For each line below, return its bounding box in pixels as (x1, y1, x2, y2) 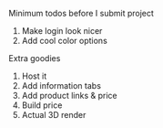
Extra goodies (8, 53, 61, 63)
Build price (21, 100, 63, 111)
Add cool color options (21, 36, 108, 46)
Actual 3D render (21, 110, 87, 120)
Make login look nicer (21, 26, 103, 36)
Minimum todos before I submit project (8, 8, 154, 18)
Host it (21, 70, 47, 81)
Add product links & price (21, 91, 117, 101)
